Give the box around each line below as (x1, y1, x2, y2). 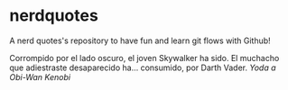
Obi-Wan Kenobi (9, 71, 70, 82)
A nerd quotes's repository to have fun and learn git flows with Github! (9, 35, 271, 46)
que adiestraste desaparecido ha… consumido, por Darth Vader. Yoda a (9, 62, 277, 73)
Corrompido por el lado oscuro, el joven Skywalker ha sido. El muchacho (9, 52, 280, 63)
